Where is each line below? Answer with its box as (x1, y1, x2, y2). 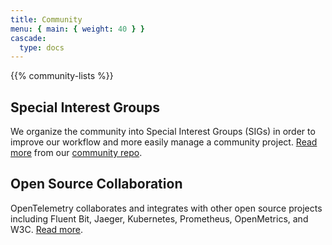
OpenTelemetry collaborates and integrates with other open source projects (10, 202, 323, 214)
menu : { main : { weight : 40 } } (10, 24, 145, 34)
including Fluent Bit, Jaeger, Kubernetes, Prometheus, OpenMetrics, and (10, 212, 309, 225)
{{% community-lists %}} (10, 70, 114, 82)
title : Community (10, 14, 83, 25)
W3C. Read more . (10, 223, 84, 235)
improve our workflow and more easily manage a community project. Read (10, 136, 318, 148)
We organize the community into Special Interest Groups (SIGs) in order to (10, 126, 316, 138)
